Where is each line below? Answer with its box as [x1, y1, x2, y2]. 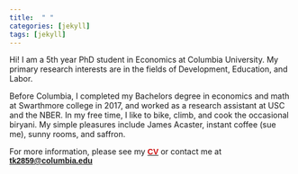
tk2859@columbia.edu [9, 156, 93, 166]
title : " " [9, 13, 54, 22]
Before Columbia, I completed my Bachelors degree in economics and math [9, 91, 290, 101]
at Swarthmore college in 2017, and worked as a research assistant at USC [9, 100, 285, 111]
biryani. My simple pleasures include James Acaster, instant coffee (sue [9, 119, 276, 130]
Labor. [9, 74, 33, 84]
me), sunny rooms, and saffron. [9, 129, 126, 140]
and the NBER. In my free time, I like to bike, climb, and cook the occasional [9, 109, 290, 121]
